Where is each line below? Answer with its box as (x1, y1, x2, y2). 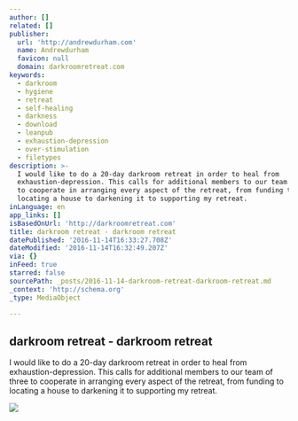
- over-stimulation (17, 144, 90, 153)
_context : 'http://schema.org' (9, 285, 125, 293)
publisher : (9, 29, 50, 38)
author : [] (9, 12, 50, 22)
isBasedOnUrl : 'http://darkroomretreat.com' (9, 219, 176, 228)
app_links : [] (9, 210, 62, 220)
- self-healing (17, 104, 74, 113)
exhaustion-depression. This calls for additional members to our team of (9, 367, 273, 378)
